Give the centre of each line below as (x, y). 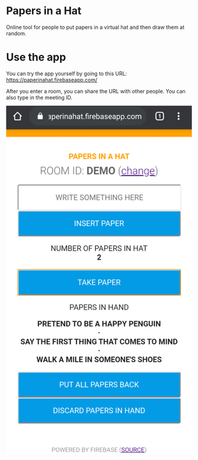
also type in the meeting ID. (39, 97)
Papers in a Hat (44, 11)
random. (16, 33)
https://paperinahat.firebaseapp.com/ (52, 80)
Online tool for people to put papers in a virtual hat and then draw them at (95, 27)
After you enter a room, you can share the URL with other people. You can (96, 91)
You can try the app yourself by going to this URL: (67, 73)
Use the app (36, 57)
